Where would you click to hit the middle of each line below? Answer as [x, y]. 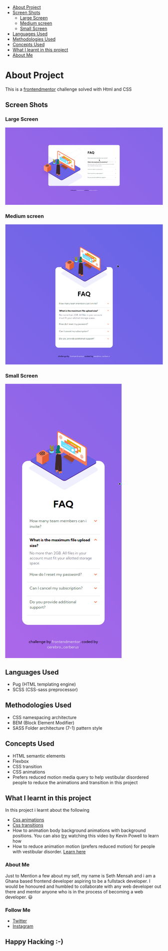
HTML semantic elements [39, 756]
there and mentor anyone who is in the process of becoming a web [74, 891]
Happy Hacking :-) [34, 942]
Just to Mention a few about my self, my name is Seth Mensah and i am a [80, 875]
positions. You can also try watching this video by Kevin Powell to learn [85, 836]
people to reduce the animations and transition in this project [75, 782]
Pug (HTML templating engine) [44, 684]
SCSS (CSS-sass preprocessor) [45, 690]
